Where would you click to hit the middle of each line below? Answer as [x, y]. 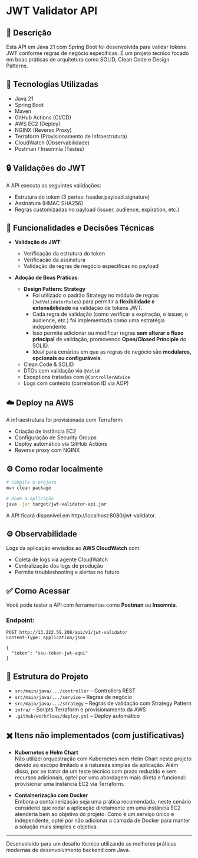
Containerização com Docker [51, 795]
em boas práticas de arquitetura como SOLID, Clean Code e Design [88, 59]
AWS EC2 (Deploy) [37, 124]
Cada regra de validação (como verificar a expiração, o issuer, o [110, 314]
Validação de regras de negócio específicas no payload [91, 266]
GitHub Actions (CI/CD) [43, 117]
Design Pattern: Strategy [54, 289]
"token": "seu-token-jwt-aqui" [50, 653]
